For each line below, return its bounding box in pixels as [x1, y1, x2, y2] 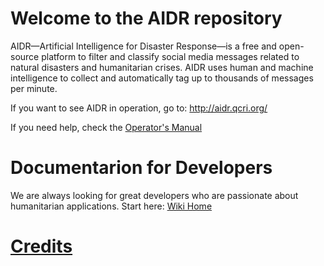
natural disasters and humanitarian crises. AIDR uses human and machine [10, 61, 314, 73]
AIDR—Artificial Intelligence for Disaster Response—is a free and [10, 40, 277, 52]
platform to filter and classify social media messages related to [41, 50, 300, 62]
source [10, 50, 40, 62]
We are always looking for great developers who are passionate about [10, 189, 299, 201]
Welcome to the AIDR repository [10, 7, 283, 30]
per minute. [10, 82, 58, 94]
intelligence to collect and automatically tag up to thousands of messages [10, 72, 314, 84]
